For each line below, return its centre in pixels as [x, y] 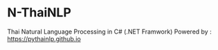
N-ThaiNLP [39, 13]
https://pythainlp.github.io [44, 38]
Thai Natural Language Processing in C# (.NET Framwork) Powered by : [110, 32]
